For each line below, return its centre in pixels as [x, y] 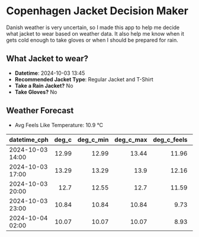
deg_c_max [131, 140]
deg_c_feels [170, 140]
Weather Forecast [40, 111]
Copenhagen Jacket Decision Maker [97, 11]
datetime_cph [29, 140]
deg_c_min [93, 140]
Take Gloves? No [36, 92]
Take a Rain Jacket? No [44, 86]
